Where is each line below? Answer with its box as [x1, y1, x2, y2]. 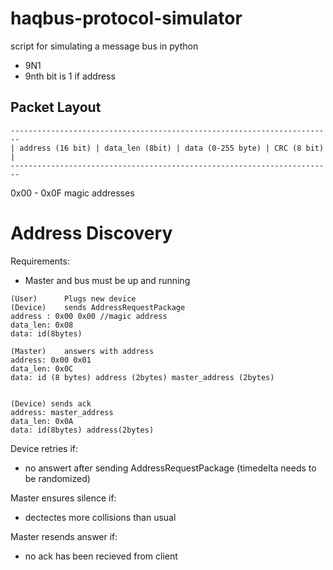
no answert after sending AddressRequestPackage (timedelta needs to [24, 462, 317, 474]
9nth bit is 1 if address [24, 70, 116, 82]
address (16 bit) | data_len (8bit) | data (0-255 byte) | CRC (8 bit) [19, 143, 325, 153]
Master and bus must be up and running [24, 274, 191, 286]
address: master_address [10, 407, 114, 417]
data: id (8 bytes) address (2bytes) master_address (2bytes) [10, 372, 275, 382]
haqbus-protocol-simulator [10, 7, 243, 30]
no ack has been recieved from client [24, 550, 178, 562]
